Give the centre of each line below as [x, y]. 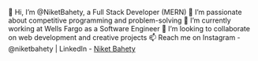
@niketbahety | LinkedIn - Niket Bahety [72, 48]
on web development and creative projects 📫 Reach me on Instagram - [124, 38]
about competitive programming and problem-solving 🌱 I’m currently [120, 20]
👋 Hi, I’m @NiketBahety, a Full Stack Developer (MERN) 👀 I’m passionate [125, 12]
